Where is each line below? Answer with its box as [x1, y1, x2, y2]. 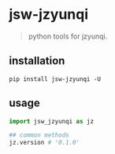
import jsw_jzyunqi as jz [9, 117, 94, 125]
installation [9, 54, 65, 68]
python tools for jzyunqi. [28, 31, 108, 41]
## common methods [9, 131, 69, 139]
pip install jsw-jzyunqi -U [9, 75, 102, 83]
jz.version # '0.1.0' [9, 139, 80, 147]
